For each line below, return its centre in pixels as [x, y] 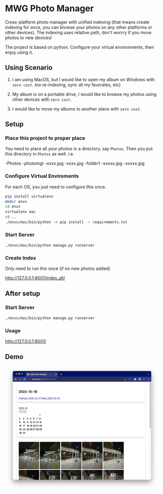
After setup [23, 293]
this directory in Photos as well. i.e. [40, 154]
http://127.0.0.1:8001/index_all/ [35, 278]
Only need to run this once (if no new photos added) [58, 269]
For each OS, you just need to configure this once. [56, 187]
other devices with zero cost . [42, 99]
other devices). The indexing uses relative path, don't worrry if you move [78, 32]
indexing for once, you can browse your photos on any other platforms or [79, 27]
